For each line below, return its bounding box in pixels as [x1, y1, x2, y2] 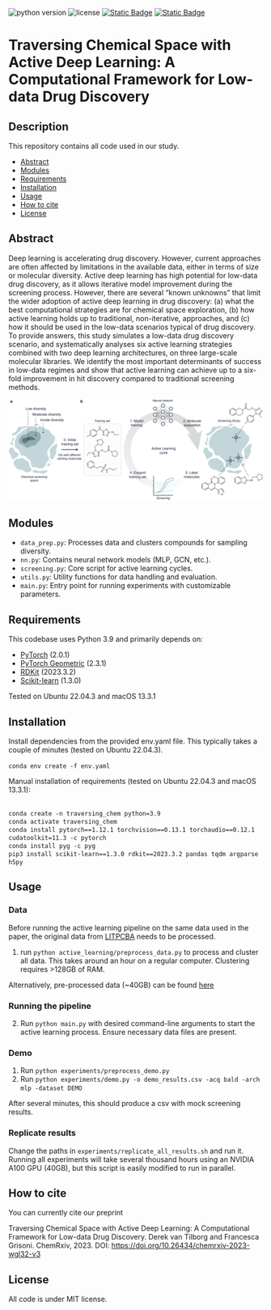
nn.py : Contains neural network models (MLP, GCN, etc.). [19, 555, 212, 565]
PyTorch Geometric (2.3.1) [19, 659, 107, 668]
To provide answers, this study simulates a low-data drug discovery [8, 330, 235, 340]
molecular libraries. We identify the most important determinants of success [8, 356, 262, 366]
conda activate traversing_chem [8, 818, 117, 826]
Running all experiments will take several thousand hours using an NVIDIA [8, 1154, 255, 1164]
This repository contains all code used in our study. [8, 142, 180, 151]
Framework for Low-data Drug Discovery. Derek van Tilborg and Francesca [8, 1232, 260, 1242]
